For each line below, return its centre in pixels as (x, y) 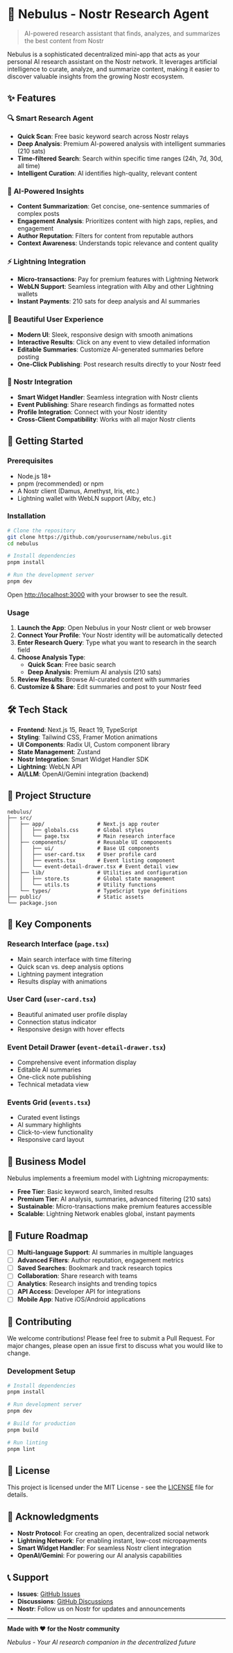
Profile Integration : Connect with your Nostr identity (92, 412)
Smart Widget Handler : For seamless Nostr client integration (104, 1548)
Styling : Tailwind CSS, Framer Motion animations (87, 737)
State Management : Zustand (59, 752)
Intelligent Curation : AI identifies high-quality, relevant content (107, 173)
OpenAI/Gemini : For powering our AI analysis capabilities (100, 1556)
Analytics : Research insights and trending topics (87, 1284)
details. (18, 1495)
